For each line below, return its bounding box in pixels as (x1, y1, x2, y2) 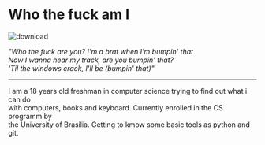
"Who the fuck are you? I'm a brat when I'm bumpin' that (8, 46, 194, 56)
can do (8, 95, 32, 104)
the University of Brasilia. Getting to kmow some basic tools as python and (8, 120, 251, 129)
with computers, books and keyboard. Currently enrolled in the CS (8, 102, 223, 112)
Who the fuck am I (8, 6, 130, 24)
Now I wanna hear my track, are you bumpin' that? (8, 55, 174, 65)
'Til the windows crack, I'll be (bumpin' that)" (8, 63, 155, 72)
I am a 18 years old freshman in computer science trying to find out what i (8, 86, 248, 95)
